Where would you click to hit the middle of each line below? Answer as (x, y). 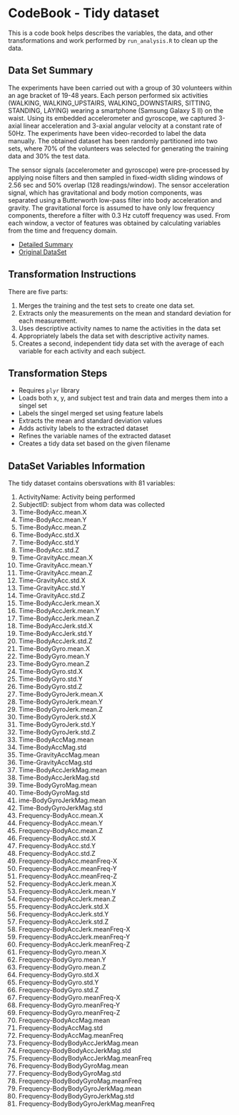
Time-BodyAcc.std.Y (49, 543)
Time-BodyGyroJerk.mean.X (61, 695)
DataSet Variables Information (77, 466)
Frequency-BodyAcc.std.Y (57, 846)
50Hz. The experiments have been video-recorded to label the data (107, 133)
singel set (33, 405)
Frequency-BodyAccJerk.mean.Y (67, 892)
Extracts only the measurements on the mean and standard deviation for (124, 313)
